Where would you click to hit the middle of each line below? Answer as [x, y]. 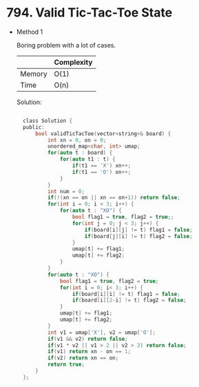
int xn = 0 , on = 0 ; [77, 140]
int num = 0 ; [66, 191]
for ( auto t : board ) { [80, 153]
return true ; [66, 365]
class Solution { [48, 121]
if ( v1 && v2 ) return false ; [87, 339]
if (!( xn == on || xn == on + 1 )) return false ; [114, 198]
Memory [33, 74]
